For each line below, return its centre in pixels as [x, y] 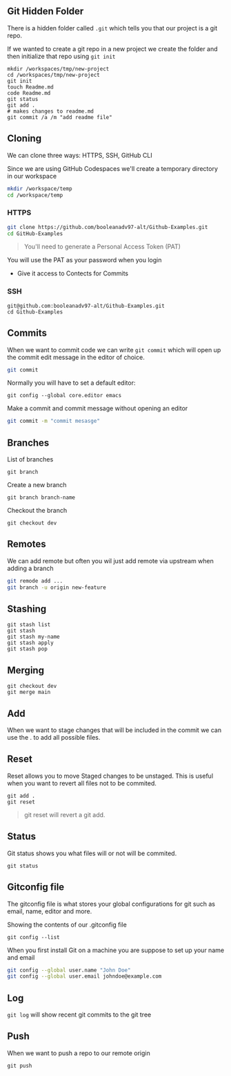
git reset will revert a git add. [64, 814]
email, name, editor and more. [50, 911]
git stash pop [28, 649]
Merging [26, 670]
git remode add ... [35, 581]
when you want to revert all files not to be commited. [82, 783]
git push [20, 1066]
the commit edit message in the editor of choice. [76, 357]
